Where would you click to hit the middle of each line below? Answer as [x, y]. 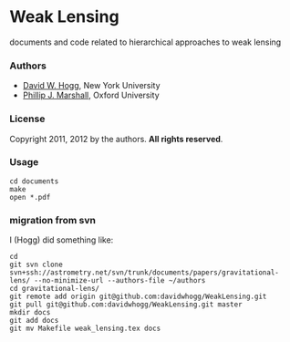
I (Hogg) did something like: [62, 240]
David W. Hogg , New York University [92, 86]
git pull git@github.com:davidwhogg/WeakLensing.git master [126, 305]
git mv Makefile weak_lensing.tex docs [85, 329]
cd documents [34, 181]
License [27, 119]
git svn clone [36, 265]
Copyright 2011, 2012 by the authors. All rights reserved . [116, 139]
